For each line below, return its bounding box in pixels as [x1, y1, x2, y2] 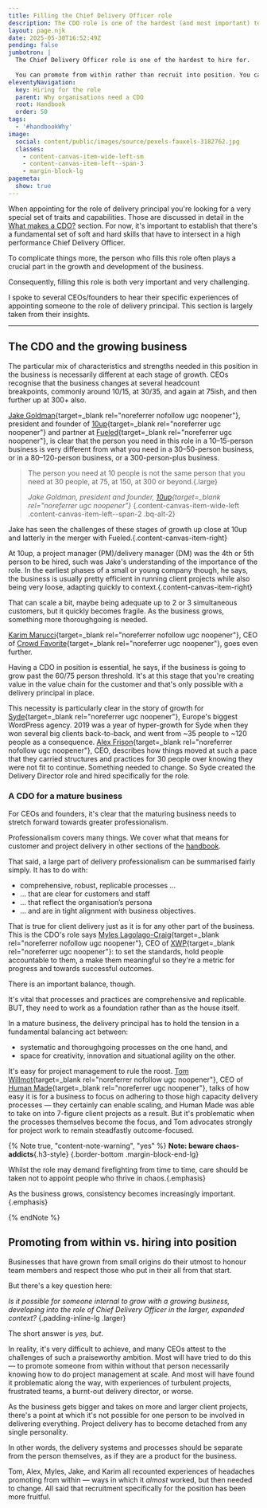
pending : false [8, 41, 59, 49]
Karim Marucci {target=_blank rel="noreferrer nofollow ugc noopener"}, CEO [8, 630, 258, 640]
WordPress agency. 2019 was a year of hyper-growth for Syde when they [8, 720, 249, 730]
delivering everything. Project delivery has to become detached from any [8, 1419, 248, 1428]
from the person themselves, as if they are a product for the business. [8, 1451, 237, 1460]
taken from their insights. [8, 309, 90, 319]
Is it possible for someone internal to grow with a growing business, [8, 1296, 230, 1306]
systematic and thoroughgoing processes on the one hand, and [19, 1042, 228, 1052]
